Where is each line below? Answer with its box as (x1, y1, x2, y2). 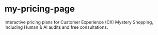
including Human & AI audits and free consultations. (4, 24, 108, 30)
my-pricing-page (4, 3, 75, 14)
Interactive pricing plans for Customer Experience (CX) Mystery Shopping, (4, 19, 154, 25)
